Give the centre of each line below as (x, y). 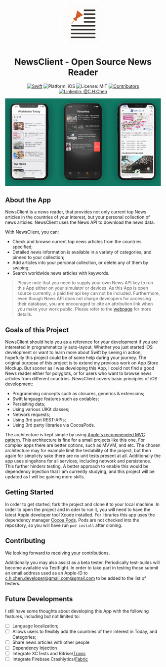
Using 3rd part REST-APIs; (39, 420)
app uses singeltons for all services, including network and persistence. (78, 461)
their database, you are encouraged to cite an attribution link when (85, 304)
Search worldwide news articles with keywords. (61, 273)
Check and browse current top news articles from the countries (77, 242)
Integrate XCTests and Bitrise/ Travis (49, 653)
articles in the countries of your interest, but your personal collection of (78, 217)
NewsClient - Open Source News (83, 62)
